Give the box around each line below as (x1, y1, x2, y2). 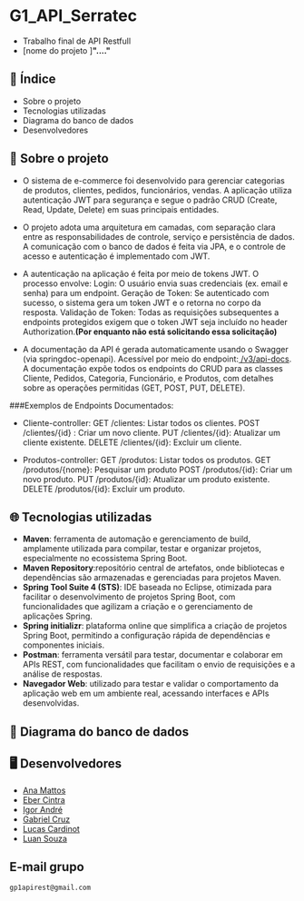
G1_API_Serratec (9, 5, 138, 26)
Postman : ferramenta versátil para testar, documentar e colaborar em (22, 649, 283, 660)
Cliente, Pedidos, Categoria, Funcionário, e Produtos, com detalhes (22, 372, 274, 383)
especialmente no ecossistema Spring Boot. (22, 553, 188, 564)
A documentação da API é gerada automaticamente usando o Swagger (22, 343, 289, 354)
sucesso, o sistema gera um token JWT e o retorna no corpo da (22, 297, 261, 308)
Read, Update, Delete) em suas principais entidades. (22, 203, 220, 214)
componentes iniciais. (22, 639, 105, 650)
